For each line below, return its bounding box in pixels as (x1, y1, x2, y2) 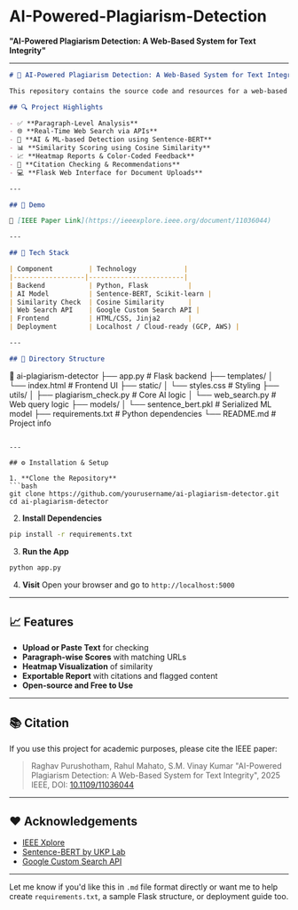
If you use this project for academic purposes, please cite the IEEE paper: (9, 744, 278, 754)
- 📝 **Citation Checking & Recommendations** (9, 160, 180, 169)
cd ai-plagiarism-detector (9, 497, 109, 506)
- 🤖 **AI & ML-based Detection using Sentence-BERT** (9, 135, 213, 144)
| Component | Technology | (9, 265, 189, 274)
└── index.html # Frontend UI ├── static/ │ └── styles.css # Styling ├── (9, 379, 279, 390)
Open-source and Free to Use (21, 680, 134, 690)
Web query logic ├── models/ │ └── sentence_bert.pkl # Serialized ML (9, 398, 272, 410)
